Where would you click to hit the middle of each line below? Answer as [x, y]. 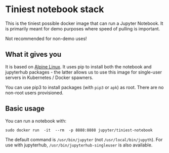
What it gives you [33, 54]
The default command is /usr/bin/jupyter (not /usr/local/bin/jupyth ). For [84, 139]
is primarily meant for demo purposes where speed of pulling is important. [83, 28]
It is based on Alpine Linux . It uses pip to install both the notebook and [78, 66]
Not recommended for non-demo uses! [46, 39]
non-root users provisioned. [34, 93]
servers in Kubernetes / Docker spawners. [49, 78]
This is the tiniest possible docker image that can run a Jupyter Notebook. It [84, 23]
